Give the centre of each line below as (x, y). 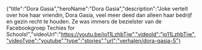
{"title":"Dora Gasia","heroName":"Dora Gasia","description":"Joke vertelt (97, 9)
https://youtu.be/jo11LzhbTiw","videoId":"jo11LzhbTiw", (128, 34)
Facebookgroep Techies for (41, 28)
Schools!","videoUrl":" (34, 34)
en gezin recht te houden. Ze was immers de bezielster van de (84, 21)
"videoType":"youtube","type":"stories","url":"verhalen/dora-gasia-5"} (93, 41)
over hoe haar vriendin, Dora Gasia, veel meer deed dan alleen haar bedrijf (99, 15)
